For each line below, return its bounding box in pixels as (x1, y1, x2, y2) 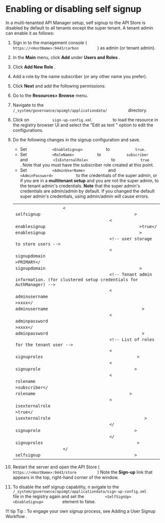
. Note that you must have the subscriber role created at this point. (20, 162, 154, 168)
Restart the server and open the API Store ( (12, 464, 100, 470)
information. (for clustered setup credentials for (15, 277, 139, 282)
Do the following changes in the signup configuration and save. (12, 137, 141, 143)
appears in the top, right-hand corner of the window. (12, 474, 119, 480)
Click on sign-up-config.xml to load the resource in (12, 116, 158, 122)
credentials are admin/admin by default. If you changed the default (20, 188, 155, 194)
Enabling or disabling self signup (5, 3, 141, 15)
